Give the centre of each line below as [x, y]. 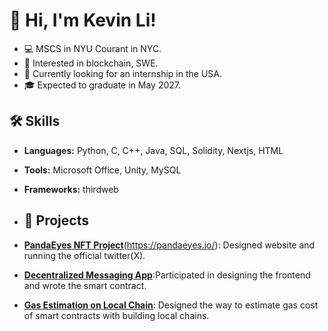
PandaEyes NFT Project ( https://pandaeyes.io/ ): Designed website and [169, 245]
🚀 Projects [56, 220]
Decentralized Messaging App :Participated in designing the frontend [167, 275]
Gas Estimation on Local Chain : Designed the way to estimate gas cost [171, 305]
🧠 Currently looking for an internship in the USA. [122, 73]
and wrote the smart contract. [85, 285]
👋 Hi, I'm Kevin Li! [83, 20]
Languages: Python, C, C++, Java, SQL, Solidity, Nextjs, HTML [153, 150]
